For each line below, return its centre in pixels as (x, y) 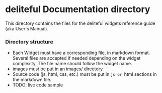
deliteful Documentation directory (78, 9)
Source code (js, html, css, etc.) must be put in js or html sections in (85, 74)
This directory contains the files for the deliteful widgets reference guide (80, 23)
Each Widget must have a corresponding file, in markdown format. (81, 53)
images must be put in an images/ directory (58, 69)
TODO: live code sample (38, 85)
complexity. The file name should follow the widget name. (72, 64)
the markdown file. (32, 80)
